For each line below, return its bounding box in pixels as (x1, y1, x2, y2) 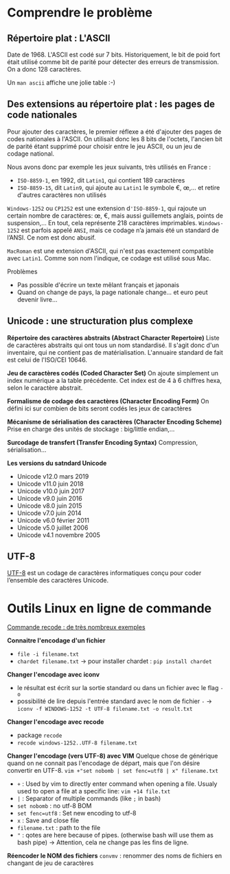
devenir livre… (16, 295, 58, 304)
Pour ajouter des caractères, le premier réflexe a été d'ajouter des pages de (7, 127, 222, 136)
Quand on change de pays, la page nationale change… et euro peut (16, 288, 208, 296)
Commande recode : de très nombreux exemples (7, 623, 146, 632)
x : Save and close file (16, 816, 80, 824)
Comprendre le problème (7, 5, 153, 21)
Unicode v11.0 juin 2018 (16, 479, 84, 488)
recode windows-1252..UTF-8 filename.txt (16, 740, 137, 747)
